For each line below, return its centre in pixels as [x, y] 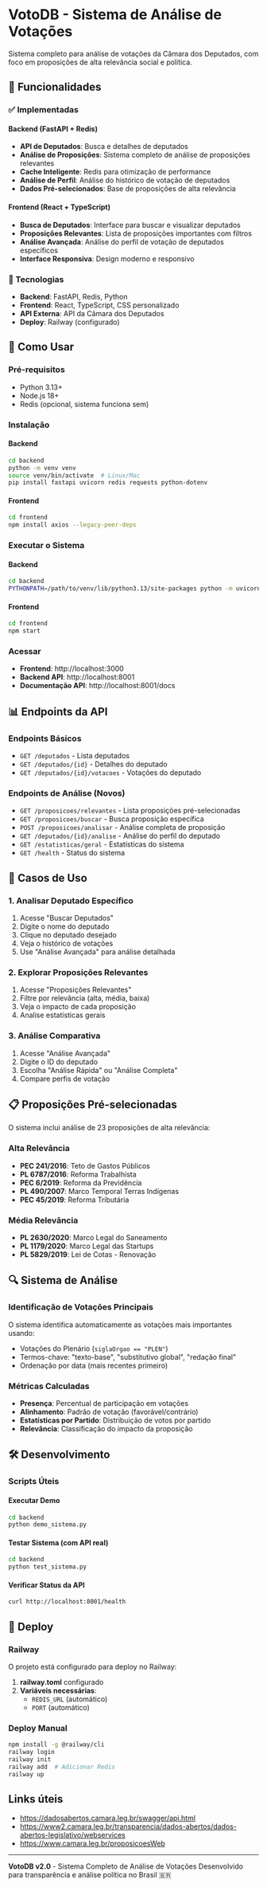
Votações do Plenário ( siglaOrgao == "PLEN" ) [94, 1349]
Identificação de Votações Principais [81, 1307]
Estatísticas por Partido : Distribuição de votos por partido [115, 1420]
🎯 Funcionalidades [55, 87]
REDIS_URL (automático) [70, 1699]
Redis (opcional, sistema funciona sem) [84, 404]
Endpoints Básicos [45, 738]
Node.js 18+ [39, 395]
